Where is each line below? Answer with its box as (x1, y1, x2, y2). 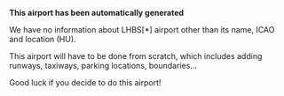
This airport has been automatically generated (9, 8, 185, 18)
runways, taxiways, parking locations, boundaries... (9, 61, 198, 70)
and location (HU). (9, 34, 77, 44)
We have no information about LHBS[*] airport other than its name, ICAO (9, 25, 275, 34)
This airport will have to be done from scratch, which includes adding (9, 51, 263, 61)
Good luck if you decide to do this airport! (9, 78, 162, 87)
